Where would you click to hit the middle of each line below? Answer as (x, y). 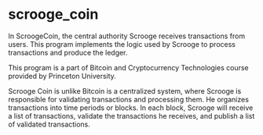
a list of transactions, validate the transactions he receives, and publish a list (131, 115)
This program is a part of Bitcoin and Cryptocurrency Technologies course (128, 67)
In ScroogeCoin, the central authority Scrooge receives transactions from (127, 36)
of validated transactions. (49, 124)
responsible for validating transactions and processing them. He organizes (129, 99)
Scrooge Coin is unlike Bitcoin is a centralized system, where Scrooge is (125, 91)
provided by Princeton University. (62, 76)
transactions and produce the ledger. (68, 52)
